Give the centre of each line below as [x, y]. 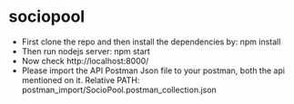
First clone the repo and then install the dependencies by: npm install [151, 42]
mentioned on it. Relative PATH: [81, 80]
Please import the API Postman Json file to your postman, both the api [153, 71]
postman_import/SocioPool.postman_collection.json [119, 90]
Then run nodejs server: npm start [86, 51]
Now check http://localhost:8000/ [85, 61]
